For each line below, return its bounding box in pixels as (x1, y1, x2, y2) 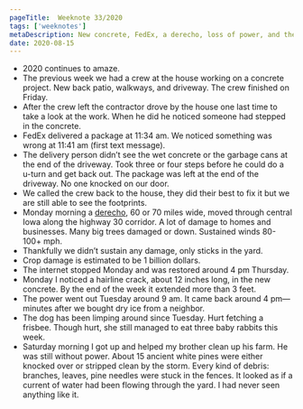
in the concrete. (22, 121, 81, 132)
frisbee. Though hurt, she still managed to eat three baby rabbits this (22, 322, 279, 333)
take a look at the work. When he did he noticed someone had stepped (22, 111, 286, 122)
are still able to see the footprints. (22, 198, 147, 209)
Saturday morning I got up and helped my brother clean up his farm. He (22, 341, 289, 352)
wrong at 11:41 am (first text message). (22, 140, 166, 151)
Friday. (22, 92, 48, 103)
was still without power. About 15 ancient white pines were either (22, 351, 263, 362)
